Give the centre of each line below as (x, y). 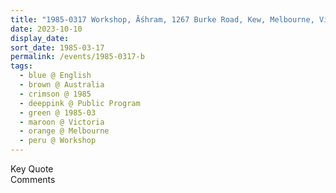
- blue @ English (55, 76)
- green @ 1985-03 (58, 112)
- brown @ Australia (62, 85)
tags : (21, 66)
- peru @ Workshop (58, 141)
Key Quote (32, 169)
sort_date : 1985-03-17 (57, 47)
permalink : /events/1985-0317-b (77, 57)
